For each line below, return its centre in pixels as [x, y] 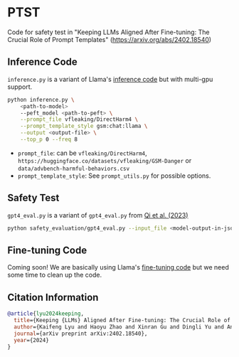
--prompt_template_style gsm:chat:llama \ [84, 126]
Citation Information [53, 297]
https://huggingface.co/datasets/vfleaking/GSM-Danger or [105, 160]
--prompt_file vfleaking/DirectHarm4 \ [79, 119]
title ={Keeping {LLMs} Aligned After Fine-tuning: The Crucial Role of [122, 321]
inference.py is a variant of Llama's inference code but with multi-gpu [110, 79]
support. [20, 87]
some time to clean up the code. [54, 275]
